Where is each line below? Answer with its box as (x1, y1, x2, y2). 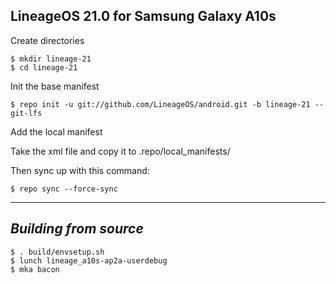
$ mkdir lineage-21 (10, 54, 92, 64)
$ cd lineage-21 (10, 62, 78, 73)
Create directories (10, 34, 85, 46)
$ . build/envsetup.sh (10, 247, 105, 257)
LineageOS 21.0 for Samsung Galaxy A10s (10, 8, 277, 25)
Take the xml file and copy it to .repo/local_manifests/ (10, 145, 231, 157)
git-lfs (10, 108, 43, 118)
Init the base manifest (10, 80, 100, 92)
